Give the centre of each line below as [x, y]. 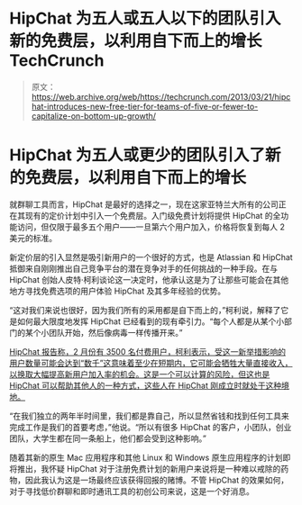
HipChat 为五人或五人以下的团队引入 [145, 18]
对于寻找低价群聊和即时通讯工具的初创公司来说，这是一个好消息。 [132, 491]
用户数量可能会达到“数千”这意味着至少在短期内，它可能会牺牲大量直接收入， [151, 363]
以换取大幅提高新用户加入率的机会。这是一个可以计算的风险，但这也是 [140, 374]
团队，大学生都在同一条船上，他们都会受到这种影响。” [108, 438]
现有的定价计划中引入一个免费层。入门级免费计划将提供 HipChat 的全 [153, 215]
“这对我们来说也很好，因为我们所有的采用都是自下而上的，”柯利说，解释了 [145, 310]
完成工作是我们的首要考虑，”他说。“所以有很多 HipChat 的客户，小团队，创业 [151, 427]
